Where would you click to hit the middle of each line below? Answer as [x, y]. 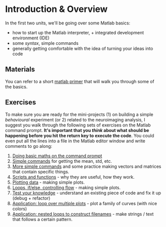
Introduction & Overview [56, 9]
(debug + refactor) [31, 198]
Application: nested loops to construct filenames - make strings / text [83, 214]
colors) [20, 209]
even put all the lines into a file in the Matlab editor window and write [75, 141]
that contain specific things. [41, 171]
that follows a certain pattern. [42, 219]
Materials [20, 69]
